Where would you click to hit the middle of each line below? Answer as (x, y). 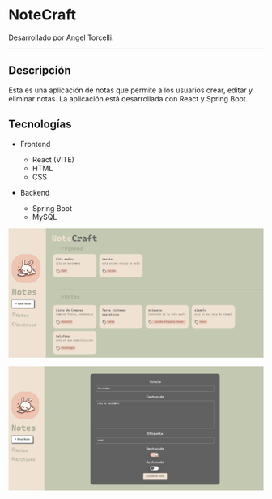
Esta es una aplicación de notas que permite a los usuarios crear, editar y (131, 90)
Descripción (40, 71)
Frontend (35, 144)
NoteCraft (42, 15)
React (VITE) (53, 159)
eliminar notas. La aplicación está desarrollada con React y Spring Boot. (128, 98)
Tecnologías (40, 125)
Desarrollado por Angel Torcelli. (61, 37)
